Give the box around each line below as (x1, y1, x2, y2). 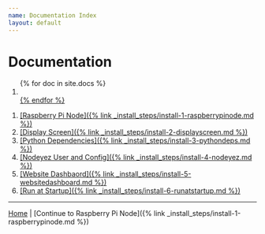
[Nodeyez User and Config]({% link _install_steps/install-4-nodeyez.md (19, 153, 252, 162)
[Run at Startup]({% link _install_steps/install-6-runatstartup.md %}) (19, 186, 241, 195)
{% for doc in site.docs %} (19, 79, 106, 88)
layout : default (8, 19, 62, 27)
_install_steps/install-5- (115, 169, 192, 179)
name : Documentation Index (8, 11, 97, 20)
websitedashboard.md (19, 178, 93, 188)
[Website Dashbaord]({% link (19, 169, 114, 179)
